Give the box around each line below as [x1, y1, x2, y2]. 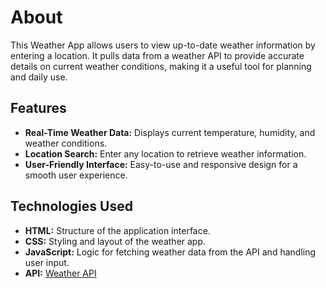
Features [10, 100, 67, 117]
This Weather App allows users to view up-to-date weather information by [10, 39, 316, 51]
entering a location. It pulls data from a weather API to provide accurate [10, 49, 305, 61]
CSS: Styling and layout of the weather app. [24, 235, 207, 247]
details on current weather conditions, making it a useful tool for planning [10, 60, 312, 72]
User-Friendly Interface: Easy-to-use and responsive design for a [24, 158, 298, 170]
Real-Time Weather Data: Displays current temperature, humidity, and [24, 126, 316, 138]
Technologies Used [10, 198, 133, 215]
